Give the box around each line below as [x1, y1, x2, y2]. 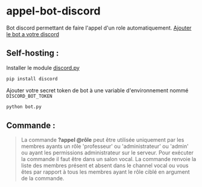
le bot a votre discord [6, 30, 59, 37]
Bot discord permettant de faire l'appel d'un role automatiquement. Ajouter [6, 24, 192, 31]
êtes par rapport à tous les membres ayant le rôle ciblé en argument [21, 168, 190, 176]
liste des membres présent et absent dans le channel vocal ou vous [21, 162, 189, 170]
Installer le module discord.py [6, 64, 80, 71]
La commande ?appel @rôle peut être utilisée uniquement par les [21, 136, 185, 144]
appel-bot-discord [6, 4, 101, 18]
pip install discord [6, 75, 58, 82]
